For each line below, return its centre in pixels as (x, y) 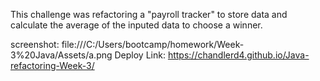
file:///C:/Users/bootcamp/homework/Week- (153, 44)
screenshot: (35, 44)
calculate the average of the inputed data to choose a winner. (136, 25)
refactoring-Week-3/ (52, 65)
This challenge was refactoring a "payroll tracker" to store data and (149, 14)
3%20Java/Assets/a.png (61, 55)
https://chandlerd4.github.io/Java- (238, 55)
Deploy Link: (140, 55)
